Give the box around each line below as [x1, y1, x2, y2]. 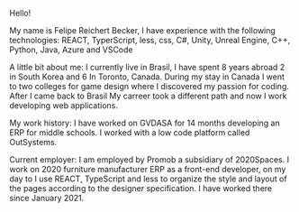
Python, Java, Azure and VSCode [9, 44, 133, 55]
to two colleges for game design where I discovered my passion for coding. [9, 81, 290, 91]
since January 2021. [9, 193, 85, 203]
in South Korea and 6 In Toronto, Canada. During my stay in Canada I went [9, 71, 285, 82]
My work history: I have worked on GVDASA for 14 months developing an [9, 117, 281, 128]
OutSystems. [9, 137, 58, 147]
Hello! [9, 8, 32, 18]
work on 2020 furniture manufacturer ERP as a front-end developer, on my [9, 164, 286, 174]
